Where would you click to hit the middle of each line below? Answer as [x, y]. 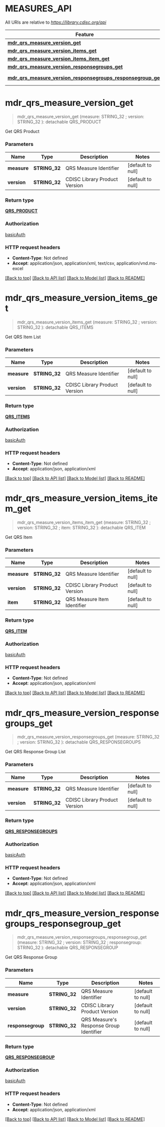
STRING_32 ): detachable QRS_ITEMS [55, 327]
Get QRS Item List [23, 337]
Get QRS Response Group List [35, 752]
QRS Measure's [99, 1020]
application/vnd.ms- [137, 263]
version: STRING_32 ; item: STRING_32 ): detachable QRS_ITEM [81, 528]
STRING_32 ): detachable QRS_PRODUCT [59, 122]
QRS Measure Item [87, 599]
